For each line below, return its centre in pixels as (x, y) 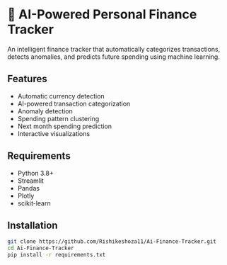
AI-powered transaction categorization (74, 103)
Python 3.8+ (36, 173)
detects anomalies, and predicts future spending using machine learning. (114, 57)
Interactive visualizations (54, 133)
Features (27, 79)
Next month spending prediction (64, 126)
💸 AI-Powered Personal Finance (102, 15)
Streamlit (31, 181)
